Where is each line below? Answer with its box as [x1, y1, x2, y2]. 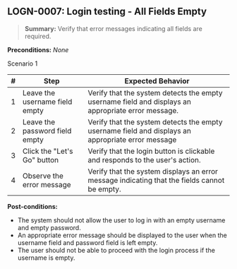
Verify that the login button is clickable [87, 146, 215, 156]
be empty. [87, 184, 121, 193]
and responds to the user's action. [87, 155, 201, 165]
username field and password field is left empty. [17, 238, 158, 246]
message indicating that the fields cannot [87, 175, 225, 185]
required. [24, 32, 51, 40]
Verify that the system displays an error [87, 166, 219, 176]
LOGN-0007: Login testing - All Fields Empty [7, 6, 207, 18]
